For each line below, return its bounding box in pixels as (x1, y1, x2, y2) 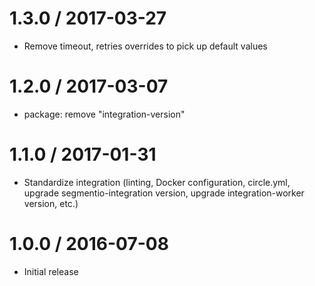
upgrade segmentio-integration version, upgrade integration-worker (23, 187, 305, 199)
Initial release (23, 265, 79, 277)
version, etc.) (23, 197, 79, 209)
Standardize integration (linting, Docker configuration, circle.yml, (23, 176, 291, 188)
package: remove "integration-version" (23, 108, 186, 120)
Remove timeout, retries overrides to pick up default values (23, 40, 268, 52)
